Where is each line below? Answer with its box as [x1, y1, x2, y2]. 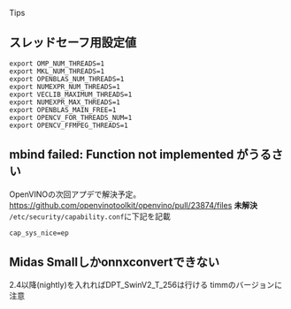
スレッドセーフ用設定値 [9, 35, 137, 50]
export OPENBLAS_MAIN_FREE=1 [9, 105, 117, 114]
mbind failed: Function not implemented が [9, 147, 249, 162]
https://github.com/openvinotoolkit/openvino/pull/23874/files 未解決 [9, 200, 258, 210]
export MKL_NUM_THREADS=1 [9, 66, 104, 76]
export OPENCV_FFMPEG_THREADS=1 [9, 121, 128, 130]
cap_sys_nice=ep [9, 229, 69, 237]
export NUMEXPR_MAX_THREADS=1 [9, 97, 121, 107]
